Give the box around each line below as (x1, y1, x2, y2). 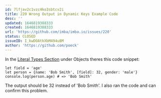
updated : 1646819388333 (5, 20, 53, 26)
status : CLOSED (5, 34, 36, 39)
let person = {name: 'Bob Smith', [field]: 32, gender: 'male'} (5, 70, 138, 75)
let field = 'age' (5, 66, 42, 70)
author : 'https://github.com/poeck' (5, 43, 79, 48)
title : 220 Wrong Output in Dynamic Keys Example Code (5, 12, 118, 16)
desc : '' (5, 16, 23, 21)
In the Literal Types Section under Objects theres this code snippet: (5, 56, 140, 62)
